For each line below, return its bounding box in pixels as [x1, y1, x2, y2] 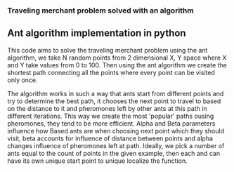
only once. [7, 76, 38, 84]
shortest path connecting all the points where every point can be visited [7, 68, 216, 77]
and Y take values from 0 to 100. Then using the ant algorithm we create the [7, 60, 227, 69]
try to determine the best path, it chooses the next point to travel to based [7, 97, 221, 105]
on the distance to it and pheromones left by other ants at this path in [7, 104, 207, 112]
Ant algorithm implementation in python [7, 27, 186, 39]
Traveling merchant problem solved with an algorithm [7, 6, 195, 15]
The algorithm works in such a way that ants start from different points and [7, 89, 224, 98]
